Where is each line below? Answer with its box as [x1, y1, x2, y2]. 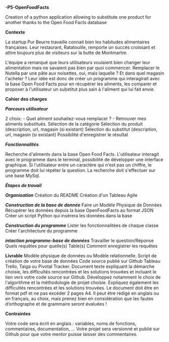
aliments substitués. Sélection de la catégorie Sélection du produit [5, 121, 143, 127]
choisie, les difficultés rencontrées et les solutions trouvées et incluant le [5, 269, 156, 274]
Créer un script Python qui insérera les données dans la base [5, 213, 133, 218]
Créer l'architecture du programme [5, 228, 78, 234]
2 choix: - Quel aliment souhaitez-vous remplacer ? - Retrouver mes [5, 116, 146, 122]
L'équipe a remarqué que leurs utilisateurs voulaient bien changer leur [5, 60, 150, 65]
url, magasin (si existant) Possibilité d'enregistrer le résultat [5, 132, 129, 138]
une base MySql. [5, 173, 40, 179]
